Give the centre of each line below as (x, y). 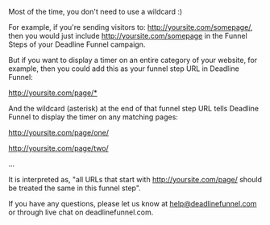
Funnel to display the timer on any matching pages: (93, 117)
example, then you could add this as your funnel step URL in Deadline (124, 69)
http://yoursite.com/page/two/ (58, 148)
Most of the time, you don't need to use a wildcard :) (96, 12)
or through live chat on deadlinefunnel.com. (81, 212)
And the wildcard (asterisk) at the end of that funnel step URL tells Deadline (134, 108)
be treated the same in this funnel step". (75, 188)
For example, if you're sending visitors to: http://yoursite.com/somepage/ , (131, 27)
